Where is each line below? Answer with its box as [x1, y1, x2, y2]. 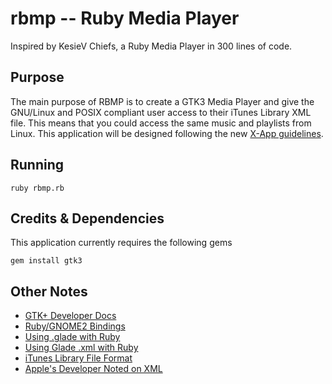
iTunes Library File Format [24, 352, 133, 364]
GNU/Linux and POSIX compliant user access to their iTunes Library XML [10, 106, 312, 118]
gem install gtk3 [10, 256, 83, 266]
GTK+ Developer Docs [24, 310, 117, 322]
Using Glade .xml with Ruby [24, 342, 139, 354]
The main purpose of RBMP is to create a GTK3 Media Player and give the [10, 95, 315, 107]
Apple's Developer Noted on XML [24, 363, 163, 375]
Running [10, 157, 65, 174]
